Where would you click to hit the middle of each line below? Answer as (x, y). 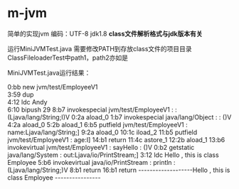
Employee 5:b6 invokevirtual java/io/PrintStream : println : (91, 162)
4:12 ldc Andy (27, 102)
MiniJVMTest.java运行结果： (49, 72)
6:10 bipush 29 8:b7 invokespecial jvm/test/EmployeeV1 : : (92, 109)
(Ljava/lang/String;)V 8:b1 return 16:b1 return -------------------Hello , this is (119, 170)
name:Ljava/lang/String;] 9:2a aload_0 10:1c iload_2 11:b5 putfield (102, 132)
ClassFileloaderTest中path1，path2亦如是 (68, 58)
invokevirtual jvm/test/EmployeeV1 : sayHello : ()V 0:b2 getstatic (101, 147)
